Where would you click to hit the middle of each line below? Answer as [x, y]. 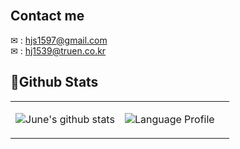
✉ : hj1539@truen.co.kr [58, 50]
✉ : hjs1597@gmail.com [59, 40]
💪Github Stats [54, 82]
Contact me [47, 16]
